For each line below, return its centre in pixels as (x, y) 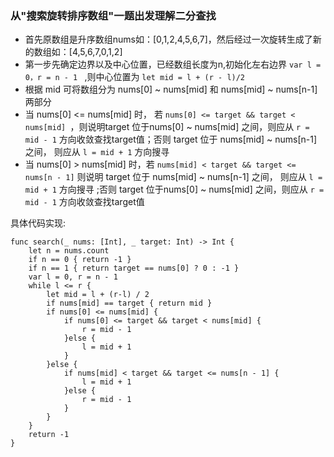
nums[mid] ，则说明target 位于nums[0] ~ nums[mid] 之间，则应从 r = (167, 127)
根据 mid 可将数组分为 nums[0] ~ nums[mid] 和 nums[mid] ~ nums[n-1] (171, 89)
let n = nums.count (69, 251)
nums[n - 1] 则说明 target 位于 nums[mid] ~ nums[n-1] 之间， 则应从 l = (173, 177)
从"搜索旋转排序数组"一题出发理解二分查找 (113, 15)
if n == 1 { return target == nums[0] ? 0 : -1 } (134, 268)
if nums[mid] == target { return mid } (129, 303)
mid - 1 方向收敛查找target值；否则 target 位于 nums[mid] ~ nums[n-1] (171, 139)
